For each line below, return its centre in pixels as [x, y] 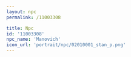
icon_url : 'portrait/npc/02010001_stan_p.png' [66, 45]
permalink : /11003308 [34, 17]
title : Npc [20, 28]
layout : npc [21, 12]
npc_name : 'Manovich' [34, 40]
